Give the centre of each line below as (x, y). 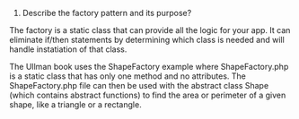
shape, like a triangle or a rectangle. (75, 105)
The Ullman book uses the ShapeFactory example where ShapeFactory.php (149, 67)
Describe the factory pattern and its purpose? (107, 13)
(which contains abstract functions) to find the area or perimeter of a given (148, 95)
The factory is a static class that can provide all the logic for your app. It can (150, 30)
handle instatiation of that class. (68, 49)
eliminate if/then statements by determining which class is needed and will (147, 40)
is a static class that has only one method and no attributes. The (128, 76)
